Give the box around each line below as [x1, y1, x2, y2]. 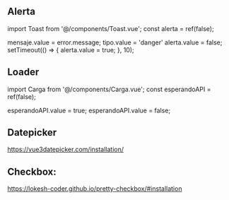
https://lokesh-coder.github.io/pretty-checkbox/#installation [7, 184, 182, 193]
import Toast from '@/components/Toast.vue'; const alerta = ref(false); [7, 24, 214, 33]
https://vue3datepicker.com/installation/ [7, 145, 124, 154]
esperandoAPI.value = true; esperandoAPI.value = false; [7, 106, 171, 114]
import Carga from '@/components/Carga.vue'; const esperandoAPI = [7, 85, 211, 93]
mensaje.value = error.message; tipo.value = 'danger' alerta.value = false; [7, 38, 223, 47]
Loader [7, 66, 40, 78]
